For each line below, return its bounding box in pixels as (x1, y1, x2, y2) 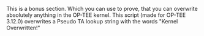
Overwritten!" (6, 24, 41, 31)
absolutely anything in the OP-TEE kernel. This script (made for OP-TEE (6, 11, 186, 19)
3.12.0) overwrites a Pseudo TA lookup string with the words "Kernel (6, 18, 178, 25)
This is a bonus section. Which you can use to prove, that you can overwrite (6, 5, 198, 12)
